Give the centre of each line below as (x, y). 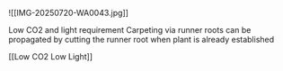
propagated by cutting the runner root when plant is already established (141, 39)
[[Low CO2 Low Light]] (51, 56)
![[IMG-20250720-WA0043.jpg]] (69, 13)
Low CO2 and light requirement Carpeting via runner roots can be (130, 30)
